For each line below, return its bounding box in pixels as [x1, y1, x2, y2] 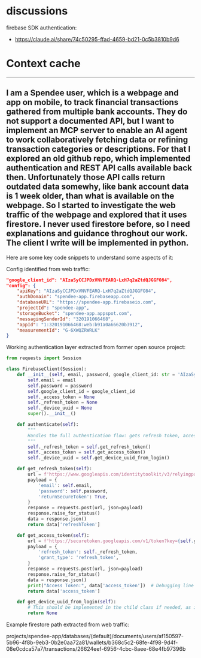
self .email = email [28, 377, 77, 383]
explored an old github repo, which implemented [6, 154, 191, 164]
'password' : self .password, [38, 488, 109, 494]
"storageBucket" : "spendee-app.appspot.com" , [17, 310, 133, 316]
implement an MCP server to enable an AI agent [6, 125, 188, 136]
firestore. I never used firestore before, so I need [6, 219, 190, 229]
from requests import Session [6, 355, 82, 361]
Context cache [6, 57, 81, 70]
